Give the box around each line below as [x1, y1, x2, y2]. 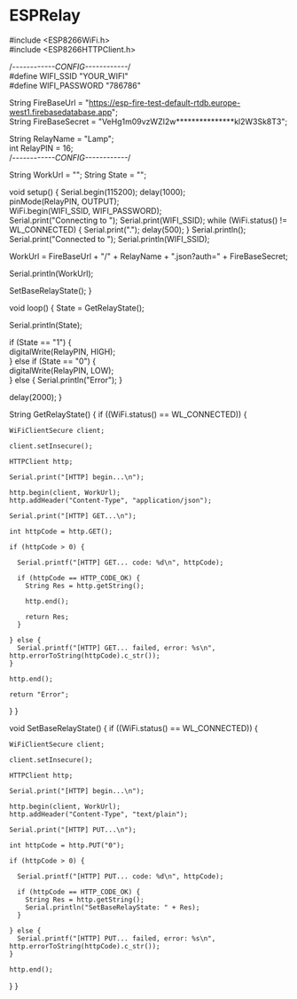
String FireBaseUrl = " [9, 97, 90, 107]
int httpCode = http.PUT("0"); [9, 840, 125, 850]
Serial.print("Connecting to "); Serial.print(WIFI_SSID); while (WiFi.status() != [9, 215, 288, 225]
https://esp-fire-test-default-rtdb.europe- [88, 97, 241, 107]
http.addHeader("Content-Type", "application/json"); [9, 496, 213, 505]
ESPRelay [9, 5, 82, 26]
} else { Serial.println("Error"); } [9, 374, 122, 385]
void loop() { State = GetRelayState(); [9, 303, 145, 313]
